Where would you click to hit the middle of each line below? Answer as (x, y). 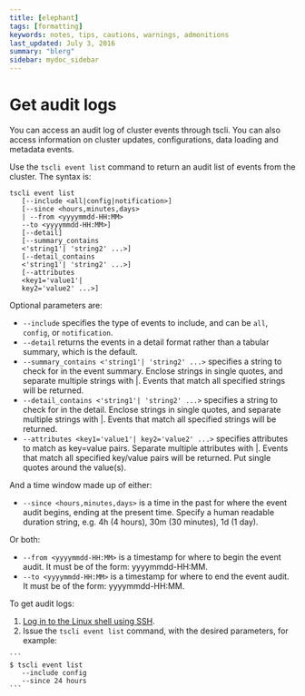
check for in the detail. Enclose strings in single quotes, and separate (152, 409)
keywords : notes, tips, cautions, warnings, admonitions (119, 34)
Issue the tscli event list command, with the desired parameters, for (155, 631)
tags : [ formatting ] (46, 26)
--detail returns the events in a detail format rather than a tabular (146, 342)
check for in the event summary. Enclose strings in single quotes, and (152, 371)
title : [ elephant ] (44, 18)
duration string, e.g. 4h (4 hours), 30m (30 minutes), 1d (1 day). (140, 522)
